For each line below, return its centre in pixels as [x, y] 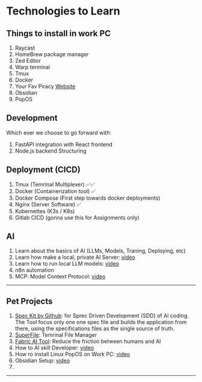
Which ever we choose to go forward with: [59, 132]
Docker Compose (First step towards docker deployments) [87, 198]
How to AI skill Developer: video [54, 348]
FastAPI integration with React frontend [63, 144]
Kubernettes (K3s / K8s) [45, 211]
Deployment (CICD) [44, 170]
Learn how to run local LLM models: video [67, 264]
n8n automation [34, 270]
